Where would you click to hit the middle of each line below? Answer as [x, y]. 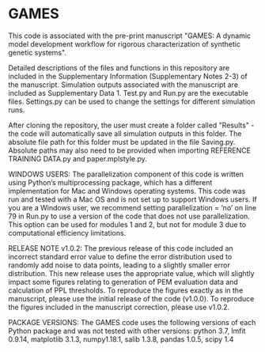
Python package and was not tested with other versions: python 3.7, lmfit [127, 331]
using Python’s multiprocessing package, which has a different [110, 182]
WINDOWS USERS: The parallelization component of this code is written [126, 174]
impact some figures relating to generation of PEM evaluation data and [123, 282]
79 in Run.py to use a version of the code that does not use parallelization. [129, 216]
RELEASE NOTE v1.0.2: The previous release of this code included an [121, 248]
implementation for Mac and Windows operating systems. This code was [127, 191]
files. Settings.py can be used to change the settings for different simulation [132, 101]
